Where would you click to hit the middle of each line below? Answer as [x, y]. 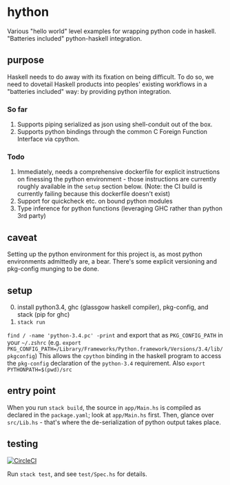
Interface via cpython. [48, 139]
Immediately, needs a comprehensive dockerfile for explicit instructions [118, 172]
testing [23, 444]
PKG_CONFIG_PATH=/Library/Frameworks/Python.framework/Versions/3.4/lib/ [115, 349]
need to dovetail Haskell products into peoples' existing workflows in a [107, 84]
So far [17, 109]
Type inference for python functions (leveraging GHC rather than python [119, 208]
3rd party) [31, 216]
